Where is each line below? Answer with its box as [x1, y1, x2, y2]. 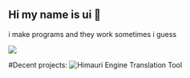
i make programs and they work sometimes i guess [8, 29, 177, 39]
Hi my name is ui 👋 [8, 8, 102, 22]
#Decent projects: [8, 60, 68, 69]
